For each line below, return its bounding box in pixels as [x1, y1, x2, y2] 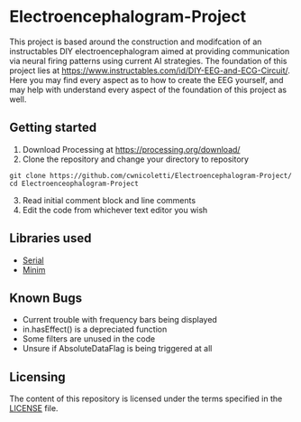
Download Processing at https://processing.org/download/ [22, 144, 241, 155]
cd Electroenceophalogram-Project [9, 179, 140, 188]
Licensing [9, 369, 66, 385]
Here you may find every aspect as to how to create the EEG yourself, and [9, 74, 284, 85]
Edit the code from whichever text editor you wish [22, 204, 208, 215]
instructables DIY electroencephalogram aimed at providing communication [9, 45, 290, 56]
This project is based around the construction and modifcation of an [9, 36, 262, 47]
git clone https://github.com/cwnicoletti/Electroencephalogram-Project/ [9, 171, 293, 180]
